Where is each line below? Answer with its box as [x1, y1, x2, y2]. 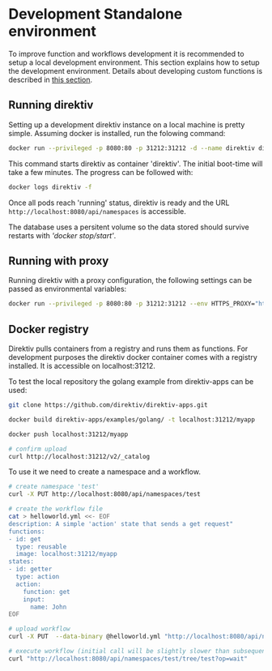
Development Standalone [8, 5, 183, 24]
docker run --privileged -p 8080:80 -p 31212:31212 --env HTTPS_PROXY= [8, 300, 255, 308]
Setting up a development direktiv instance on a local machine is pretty [8, 119, 245, 130]
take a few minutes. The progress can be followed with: [8, 167, 193, 177]
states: [8, 558, 35, 566]
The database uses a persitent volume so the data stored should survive [8, 222, 249, 232]
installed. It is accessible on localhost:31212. [8, 361, 156, 370]
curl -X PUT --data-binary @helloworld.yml [8, 633, 161, 641]
